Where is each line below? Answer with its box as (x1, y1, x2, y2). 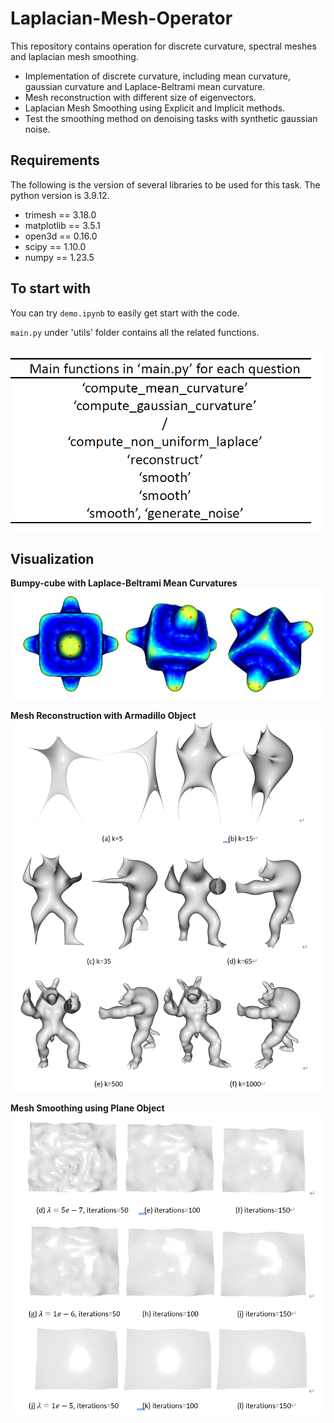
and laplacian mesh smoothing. (10, 50, 139, 62)
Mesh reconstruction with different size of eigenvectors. (24, 91, 257, 103)
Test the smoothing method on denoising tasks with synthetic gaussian (24, 112, 318, 124)
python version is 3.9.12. (10, 189, 110, 201)
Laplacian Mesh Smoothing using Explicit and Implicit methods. (24, 102, 286, 114)
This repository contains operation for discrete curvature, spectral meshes (10, 40, 317, 52)
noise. (24, 123, 51, 135)
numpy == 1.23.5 (24, 251, 95, 263)
